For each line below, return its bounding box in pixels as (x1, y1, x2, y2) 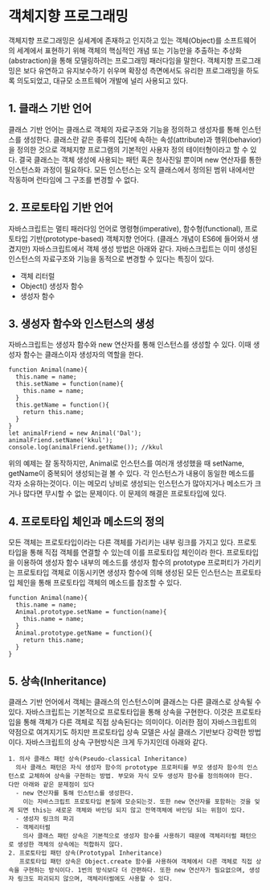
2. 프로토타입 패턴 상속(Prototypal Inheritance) (8, 849, 163, 857)
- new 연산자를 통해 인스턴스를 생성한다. (15, 789, 135, 797)
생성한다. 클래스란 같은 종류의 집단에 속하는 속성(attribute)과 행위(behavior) (22, 135, 262, 144)
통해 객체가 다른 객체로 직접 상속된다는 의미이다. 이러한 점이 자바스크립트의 (22, 718, 257, 726)
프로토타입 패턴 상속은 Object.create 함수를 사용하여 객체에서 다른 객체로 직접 (18, 858, 253, 866)
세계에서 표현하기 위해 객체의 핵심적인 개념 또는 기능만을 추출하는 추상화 (16, 45, 243, 55)
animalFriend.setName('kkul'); (8, 437, 113, 445)
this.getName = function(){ (15, 401, 110, 409)
